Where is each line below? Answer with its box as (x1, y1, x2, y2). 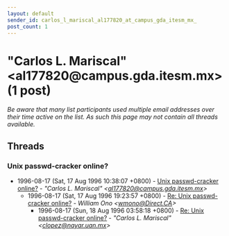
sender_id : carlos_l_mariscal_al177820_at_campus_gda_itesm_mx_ (7, 17, 197, 24)
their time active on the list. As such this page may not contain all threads (7, 112, 219, 121)
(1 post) (7, 83, 51, 98)
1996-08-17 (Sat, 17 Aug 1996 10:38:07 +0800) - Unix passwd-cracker (17, 177, 219, 185)
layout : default (7, 10, 54, 17)
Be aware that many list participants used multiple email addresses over (7, 106, 215, 114)
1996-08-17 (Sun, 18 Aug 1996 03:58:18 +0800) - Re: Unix (37, 206, 205, 214)
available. (7, 120, 36, 128)
